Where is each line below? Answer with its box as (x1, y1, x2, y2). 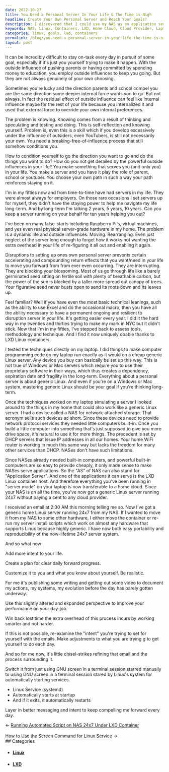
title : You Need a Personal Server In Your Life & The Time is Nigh (5, 12, 152, 17)
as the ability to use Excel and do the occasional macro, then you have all (5, 304, 157, 310)
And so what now (5, 540, 42, 547)
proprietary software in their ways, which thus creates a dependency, (5, 367, 149, 373)
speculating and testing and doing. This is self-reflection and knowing (5, 121, 150, 127)
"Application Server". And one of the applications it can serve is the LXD (5, 473, 155, 479)
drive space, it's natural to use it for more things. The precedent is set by (5, 431, 156, 437)
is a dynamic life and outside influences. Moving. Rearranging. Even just (5, 231, 154, 237)
